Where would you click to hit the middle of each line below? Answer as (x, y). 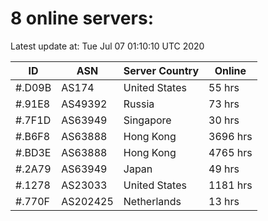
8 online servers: (82, 18)
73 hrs (224, 104)
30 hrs (224, 120)
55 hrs (224, 87)
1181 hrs (230, 185)
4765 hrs (230, 152)
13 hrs (224, 201)
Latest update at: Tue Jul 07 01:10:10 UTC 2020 (107, 46)
